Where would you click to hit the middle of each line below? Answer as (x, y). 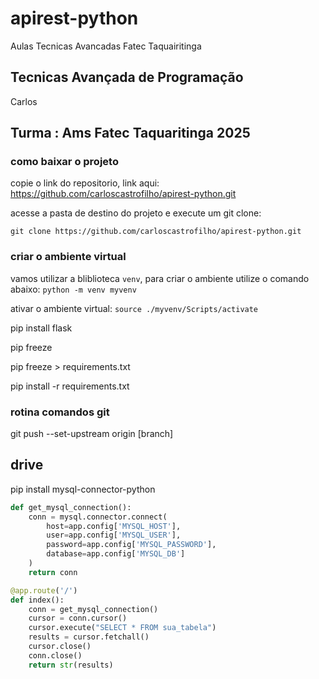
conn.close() (55, 655)
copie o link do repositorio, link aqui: (85, 183)
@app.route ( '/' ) (44, 590)
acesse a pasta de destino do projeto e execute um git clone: (136, 213)
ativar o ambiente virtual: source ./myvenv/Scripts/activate (134, 308)
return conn (53, 572)
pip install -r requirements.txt (70, 386)
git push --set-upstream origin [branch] (92, 434)
